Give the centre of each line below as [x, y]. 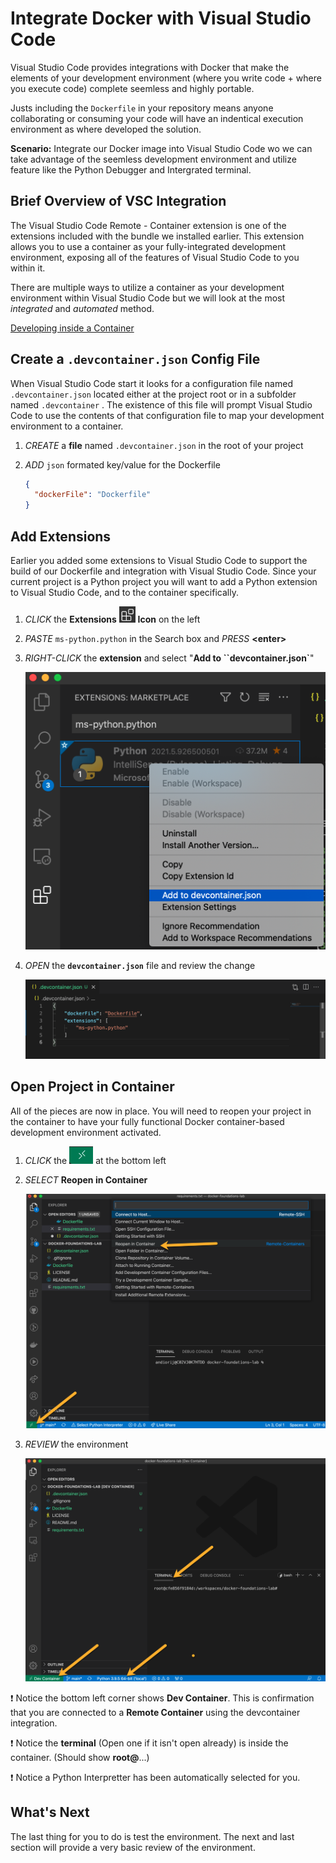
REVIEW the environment [76, 1444]
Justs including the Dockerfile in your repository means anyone [142, 108]
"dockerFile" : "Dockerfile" [93, 495]
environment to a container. [67, 426]
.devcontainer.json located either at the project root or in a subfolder [153, 394]
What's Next [50, 1812]
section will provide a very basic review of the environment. [133, 1847]
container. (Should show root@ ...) [80, 1757]
